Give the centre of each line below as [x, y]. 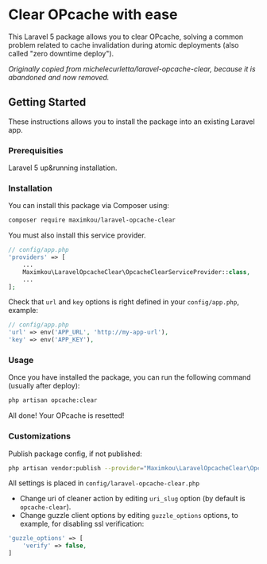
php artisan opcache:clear [53, 400]
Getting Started [47, 102]
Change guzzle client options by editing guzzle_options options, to [129, 516]
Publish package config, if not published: [75, 454]
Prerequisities [36, 150]
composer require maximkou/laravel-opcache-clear [92, 220]
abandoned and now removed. [59, 77]
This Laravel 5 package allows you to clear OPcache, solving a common [126, 37]
